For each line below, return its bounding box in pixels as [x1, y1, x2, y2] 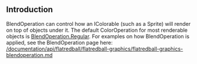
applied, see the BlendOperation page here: [6, 39, 113, 46]
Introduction [6, 5, 53, 15]
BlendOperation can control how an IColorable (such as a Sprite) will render [6, 20, 191, 27]
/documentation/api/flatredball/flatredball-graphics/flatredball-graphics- [6, 45, 183, 52]
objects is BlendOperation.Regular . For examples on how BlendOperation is [6, 32, 190, 40]
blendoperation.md [6, 51, 53, 58]
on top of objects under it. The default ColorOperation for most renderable [6, 26, 188, 33]
